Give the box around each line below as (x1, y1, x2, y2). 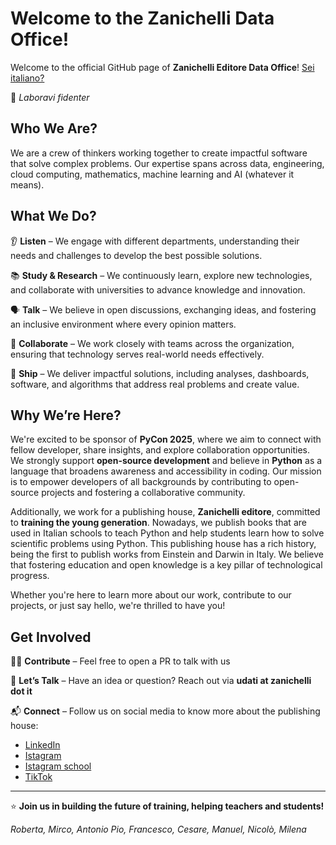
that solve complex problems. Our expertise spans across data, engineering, (10, 157, 325, 169)
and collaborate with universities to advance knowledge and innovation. (10, 283, 306, 296)
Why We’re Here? (10, 407, 122, 424)
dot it (10, 685, 33, 697)
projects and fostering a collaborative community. (41, 487, 246, 499)
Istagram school (24, 760, 92, 772)
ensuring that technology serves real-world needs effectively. (10, 348, 265, 360)
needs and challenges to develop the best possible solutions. (10, 249, 263, 261)
